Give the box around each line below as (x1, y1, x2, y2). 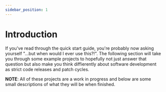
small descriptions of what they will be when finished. (5, 81, 116, 87)
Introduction (5, 28, 58, 40)
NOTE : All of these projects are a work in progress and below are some (5, 76, 151, 82)
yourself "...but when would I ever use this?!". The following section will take (5, 50, 161, 56)
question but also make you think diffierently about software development (5, 61, 157, 67)
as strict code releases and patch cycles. (5, 66, 90, 72)
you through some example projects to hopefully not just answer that (5, 56, 147, 62)
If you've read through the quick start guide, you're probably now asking (5, 45, 154, 51)
